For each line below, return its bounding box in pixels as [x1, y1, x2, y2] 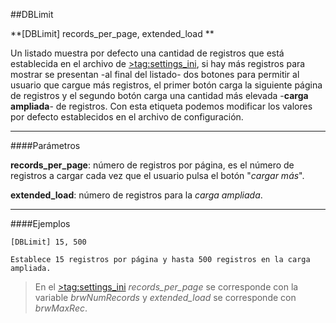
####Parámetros [10, 140, 81, 151]
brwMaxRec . [34, 302, 88, 314]
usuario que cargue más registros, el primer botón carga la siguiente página [10, 79, 323, 91]
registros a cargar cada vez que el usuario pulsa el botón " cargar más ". [10, 170, 305, 181]
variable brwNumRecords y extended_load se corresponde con [34, 292, 297, 303]
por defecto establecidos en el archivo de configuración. [10, 111, 244, 123]
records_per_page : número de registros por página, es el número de [10, 159, 295, 171]
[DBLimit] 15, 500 [10, 237, 87, 247]
